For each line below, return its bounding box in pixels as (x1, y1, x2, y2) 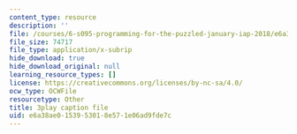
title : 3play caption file (9, 103, 109, 112)
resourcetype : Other (9, 94, 86, 104)
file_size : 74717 (9, 37, 73, 47)
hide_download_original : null (9, 63, 121, 71)
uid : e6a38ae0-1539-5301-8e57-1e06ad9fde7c (9, 111, 172, 120)
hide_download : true (9, 54, 86, 63)
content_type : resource (9, 12, 97, 22)
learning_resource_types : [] (9, 71, 117, 79)
